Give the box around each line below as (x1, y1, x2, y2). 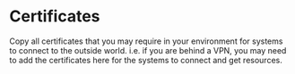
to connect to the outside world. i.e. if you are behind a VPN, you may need (9, 45, 287, 55)
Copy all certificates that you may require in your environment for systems (9, 36, 283, 46)
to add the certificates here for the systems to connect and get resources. (9, 54, 282, 65)
